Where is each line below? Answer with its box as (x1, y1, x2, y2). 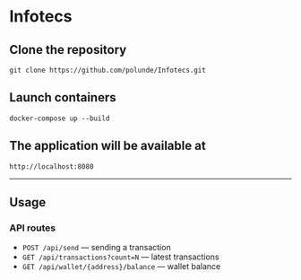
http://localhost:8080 (9, 162, 94, 171)
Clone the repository (9, 42, 127, 57)
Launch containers (9, 90, 116, 105)
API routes (9, 222, 56, 234)
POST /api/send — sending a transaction (21, 242, 172, 253)
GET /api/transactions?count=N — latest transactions (21, 251, 219, 262)
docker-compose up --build (9, 114, 110, 123)
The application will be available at (9, 138, 206, 153)
